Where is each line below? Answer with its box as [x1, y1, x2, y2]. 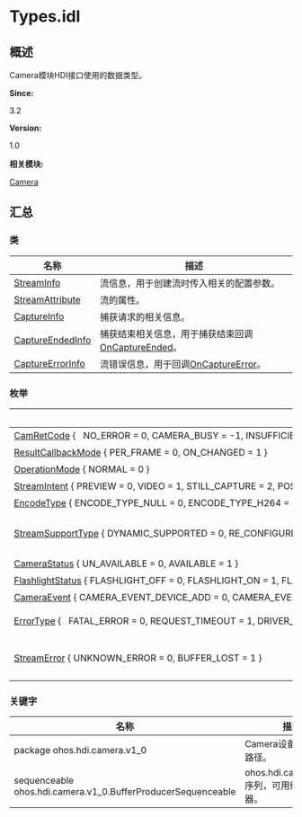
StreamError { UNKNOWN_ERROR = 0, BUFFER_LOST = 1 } [13, 652, 262, 664]
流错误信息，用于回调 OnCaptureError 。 [100, 358, 267, 370]
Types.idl [9, 6, 81, 27]
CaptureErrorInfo [13, 357, 85, 369]
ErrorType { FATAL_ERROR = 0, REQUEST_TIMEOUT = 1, [13, 614, 255, 626]
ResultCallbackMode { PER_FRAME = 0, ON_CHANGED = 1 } [13, 446, 268, 458]
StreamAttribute [13, 293, 81, 306]
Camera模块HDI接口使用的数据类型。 [9, 70, 147, 80]
